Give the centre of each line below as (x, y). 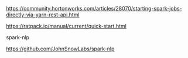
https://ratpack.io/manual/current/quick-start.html (66, 26)
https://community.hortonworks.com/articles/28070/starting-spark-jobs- (94, 8)
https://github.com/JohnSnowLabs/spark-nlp (60, 49)
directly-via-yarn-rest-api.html (43, 15)
